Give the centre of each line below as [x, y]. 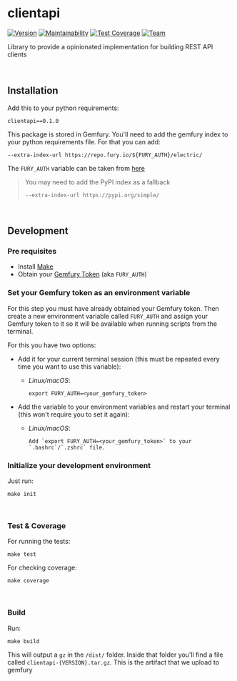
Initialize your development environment [79, 465]
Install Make [35, 267]
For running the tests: [39, 542]
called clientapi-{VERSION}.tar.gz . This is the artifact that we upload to [114, 662]
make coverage [29, 581]
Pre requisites [32, 252]
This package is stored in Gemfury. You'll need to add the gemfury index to [118, 134]
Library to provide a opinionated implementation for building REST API [110, 46]
